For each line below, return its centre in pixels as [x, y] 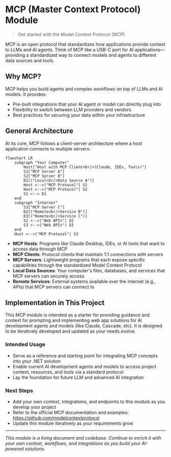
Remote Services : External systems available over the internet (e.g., [84, 281]
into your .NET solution [37, 361]
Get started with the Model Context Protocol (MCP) [71, 34]
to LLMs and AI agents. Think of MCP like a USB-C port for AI [69, 49]
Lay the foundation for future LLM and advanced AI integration [78, 377]
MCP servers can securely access [49, 276]
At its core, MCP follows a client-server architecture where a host [74, 143]
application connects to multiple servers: [48, 148]
